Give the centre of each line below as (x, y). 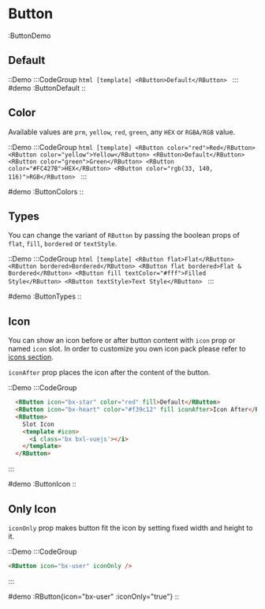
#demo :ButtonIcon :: (42, 484)
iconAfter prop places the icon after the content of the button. (109, 373)
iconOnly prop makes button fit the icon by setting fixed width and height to (131, 528)
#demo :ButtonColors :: (46, 191)
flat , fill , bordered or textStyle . (63, 244)
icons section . (31, 357)
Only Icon (32, 509)
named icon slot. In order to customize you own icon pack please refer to (127, 349)
